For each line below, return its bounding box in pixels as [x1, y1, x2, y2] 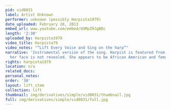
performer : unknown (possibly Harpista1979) [5, 17, 101, 22]
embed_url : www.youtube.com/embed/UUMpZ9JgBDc [5, 26, 106, 31]
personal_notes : [5, 74, 40, 79]
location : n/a [5, 64, 36, 69]
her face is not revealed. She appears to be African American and [10, 54, 156, 60]
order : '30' [5, 78, 31, 83]
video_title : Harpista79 [5, 41, 58, 46]
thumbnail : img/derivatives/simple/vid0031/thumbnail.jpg [5, 92, 131, 97]
